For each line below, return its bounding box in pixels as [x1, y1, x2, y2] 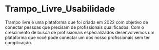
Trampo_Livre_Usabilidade [5, 3, 115, 14]
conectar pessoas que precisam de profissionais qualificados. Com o [5, 24, 144, 30]
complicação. [5, 39, 33, 45]
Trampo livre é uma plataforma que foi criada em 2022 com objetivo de [5, 19, 148, 25]
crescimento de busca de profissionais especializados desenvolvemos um [5, 29, 155, 35]
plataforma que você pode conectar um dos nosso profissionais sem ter [5, 35, 150, 40]
